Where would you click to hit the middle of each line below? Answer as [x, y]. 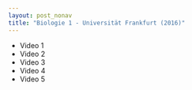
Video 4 [32, 70]
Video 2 [32, 54]
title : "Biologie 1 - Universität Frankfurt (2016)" [97, 23]
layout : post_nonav [40, 15]
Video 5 [32, 79]
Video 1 [32, 45]
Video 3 [32, 62]
